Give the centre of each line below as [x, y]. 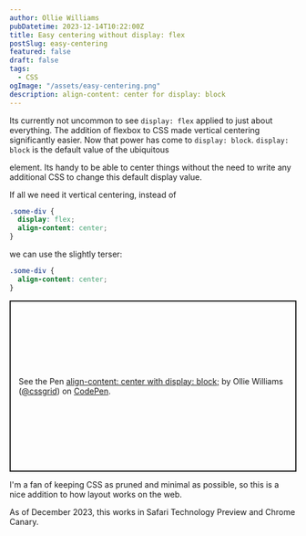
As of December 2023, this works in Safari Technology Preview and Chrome [153, 511]
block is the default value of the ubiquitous [90, 149]
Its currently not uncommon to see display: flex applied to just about [141, 121]
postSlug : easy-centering [58, 43]
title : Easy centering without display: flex [97, 35]
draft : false [34, 60]
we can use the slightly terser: [66, 254]
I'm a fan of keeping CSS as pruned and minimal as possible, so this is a [144, 484]
